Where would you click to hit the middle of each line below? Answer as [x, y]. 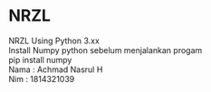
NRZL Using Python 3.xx [54, 41]
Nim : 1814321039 [42, 78]
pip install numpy [40, 60]
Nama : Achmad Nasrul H [56, 69]
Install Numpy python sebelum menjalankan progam [105, 50]
